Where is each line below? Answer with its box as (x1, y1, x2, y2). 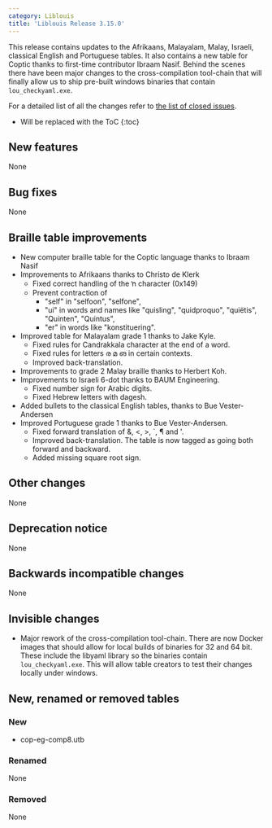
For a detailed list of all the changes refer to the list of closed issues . (8, 101, 237, 111)
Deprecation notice (8, 522, 108, 536)
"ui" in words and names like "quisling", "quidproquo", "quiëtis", (44, 304, 257, 314)
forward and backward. (32, 444, 111, 453)
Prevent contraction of (32, 287, 108, 297)
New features (8, 140, 79, 154)
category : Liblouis (8, 11, 75, 20)
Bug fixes (8, 185, 58, 199)
